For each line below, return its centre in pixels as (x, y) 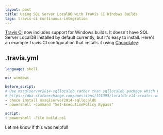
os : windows (17, 78)
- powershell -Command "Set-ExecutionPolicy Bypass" (59, 105)
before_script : (20, 86)
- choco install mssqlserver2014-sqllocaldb (51, 100)
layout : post (18, 9)
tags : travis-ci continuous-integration (47, 18)
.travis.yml (22, 58)
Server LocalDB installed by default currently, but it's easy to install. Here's (80, 37)
